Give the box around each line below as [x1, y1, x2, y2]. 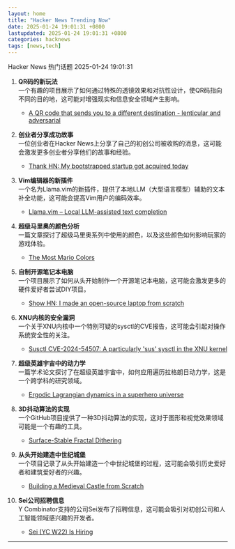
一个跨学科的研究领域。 [17, 377, 86, 385]
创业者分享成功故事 [17, 130, 74, 139]
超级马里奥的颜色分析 [17, 222, 79, 230]
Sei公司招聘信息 [17, 496, 65, 504]
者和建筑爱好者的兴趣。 [17, 468, 86, 476]
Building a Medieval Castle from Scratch [28, 482, 144, 490]
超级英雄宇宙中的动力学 [17, 359, 86, 367]
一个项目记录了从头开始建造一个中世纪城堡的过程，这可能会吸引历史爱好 [17, 459, 226, 467]
